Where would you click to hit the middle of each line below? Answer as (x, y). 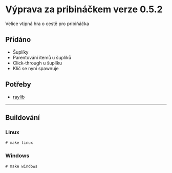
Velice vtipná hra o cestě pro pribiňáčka (47, 24)
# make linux (19, 143)
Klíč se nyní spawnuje (36, 68)
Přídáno (18, 40)
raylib (19, 97)
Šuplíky (20, 52)
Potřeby (18, 85)
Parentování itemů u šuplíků (42, 57)
